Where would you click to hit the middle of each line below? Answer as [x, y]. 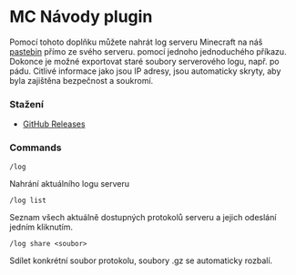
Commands [36, 148]
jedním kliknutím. [41, 227]
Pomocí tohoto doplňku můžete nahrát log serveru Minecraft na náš [136, 42]
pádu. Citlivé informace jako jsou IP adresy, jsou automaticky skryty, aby [145, 71]
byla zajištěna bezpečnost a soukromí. [82, 80]
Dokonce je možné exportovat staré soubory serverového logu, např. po [144, 61]
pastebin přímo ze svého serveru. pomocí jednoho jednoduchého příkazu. [148, 51]
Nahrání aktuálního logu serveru [70, 183]
